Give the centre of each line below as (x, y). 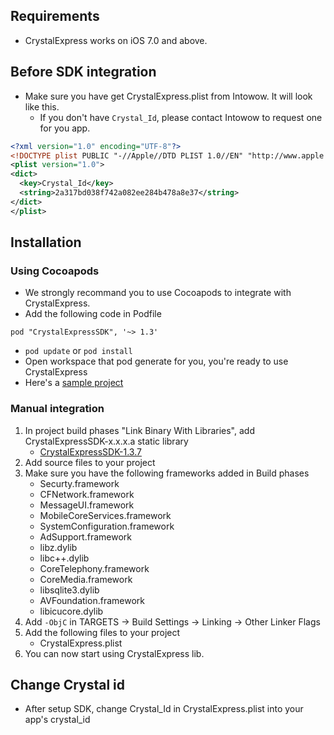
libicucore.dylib (71, 611)
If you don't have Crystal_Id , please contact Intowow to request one (181, 117)
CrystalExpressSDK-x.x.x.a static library (106, 441)
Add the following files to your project (102, 632)
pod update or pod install (78, 351)
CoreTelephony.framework (94, 568)
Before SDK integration (83, 72)
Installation (46, 242)
